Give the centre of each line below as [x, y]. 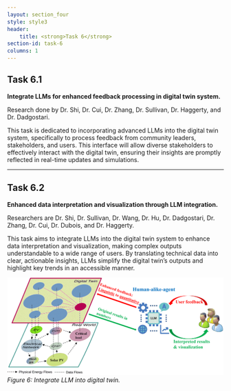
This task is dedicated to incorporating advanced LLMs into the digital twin [113, 130]
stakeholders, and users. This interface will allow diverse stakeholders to [110, 145]
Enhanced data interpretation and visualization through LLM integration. [113, 204]
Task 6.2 [26, 188]
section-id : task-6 [35, 44]
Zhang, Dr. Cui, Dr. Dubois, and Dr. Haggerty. [71, 225]
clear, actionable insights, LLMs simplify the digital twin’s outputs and [105, 260]
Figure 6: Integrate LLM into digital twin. [64, 380]
